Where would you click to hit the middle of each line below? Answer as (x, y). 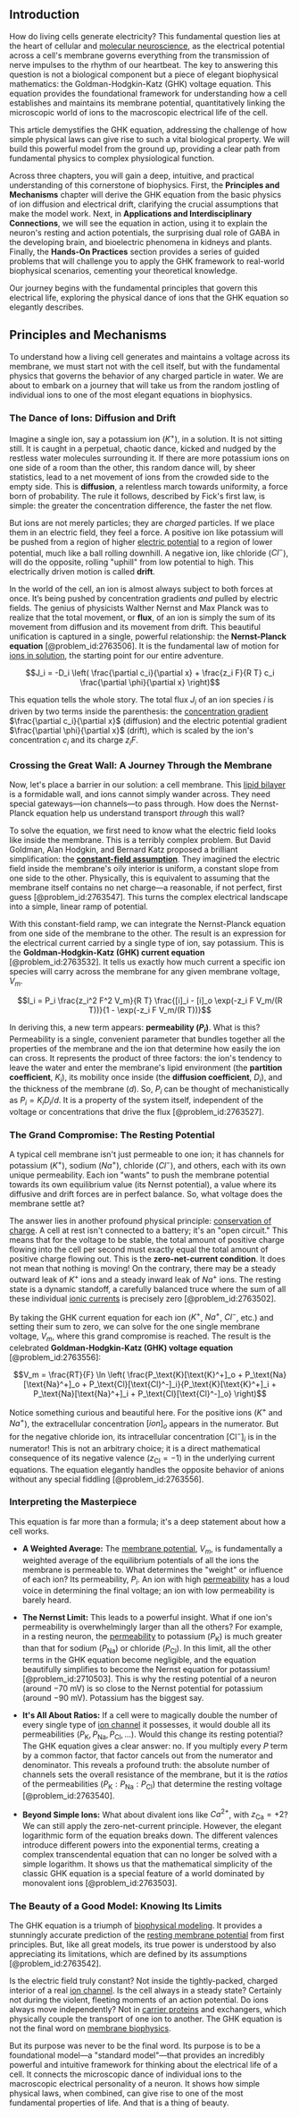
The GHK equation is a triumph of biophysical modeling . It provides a (136, 1926)
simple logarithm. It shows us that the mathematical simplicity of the (147, 1864)
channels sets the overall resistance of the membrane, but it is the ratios (155, 1774)
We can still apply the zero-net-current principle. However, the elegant (152, 1826)
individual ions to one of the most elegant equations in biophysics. (131, 395)
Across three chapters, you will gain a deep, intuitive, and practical (132, 175)
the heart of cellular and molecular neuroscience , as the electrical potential (147, 46)
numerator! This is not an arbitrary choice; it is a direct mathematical (135, 1448)
